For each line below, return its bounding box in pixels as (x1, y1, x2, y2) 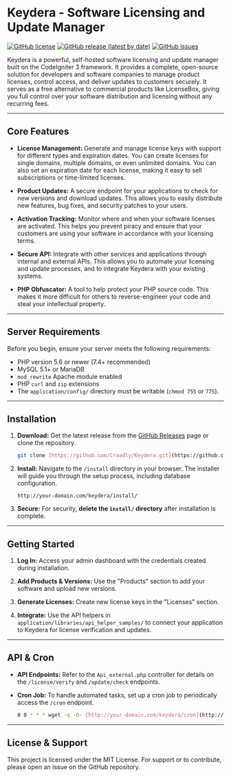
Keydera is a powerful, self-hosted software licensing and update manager (7, 55, 219, 63)
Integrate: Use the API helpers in (16, 611, 111, 620)
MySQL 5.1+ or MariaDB (16, 365, 85, 373)
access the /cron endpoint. (16, 698, 94, 706)
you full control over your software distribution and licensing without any (7, 91, 212, 100)
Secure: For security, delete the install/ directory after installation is (16, 504, 217, 513)
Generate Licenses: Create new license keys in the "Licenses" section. (16, 598, 219, 606)
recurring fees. (7, 99, 49, 107)
